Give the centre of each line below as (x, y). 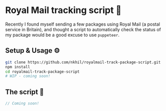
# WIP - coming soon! (28, 76)
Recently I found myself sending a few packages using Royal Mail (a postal (82, 24)
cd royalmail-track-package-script (43, 72)
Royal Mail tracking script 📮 (63, 10)
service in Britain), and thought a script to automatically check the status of (83, 29)
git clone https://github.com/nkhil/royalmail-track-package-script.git (83, 62)
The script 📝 (25, 92)
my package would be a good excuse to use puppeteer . (62, 35)
